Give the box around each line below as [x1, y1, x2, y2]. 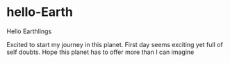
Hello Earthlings [6, 27, 52, 35]
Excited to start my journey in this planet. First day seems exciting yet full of [6, 40, 223, 48]
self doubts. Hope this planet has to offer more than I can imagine [6, 48, 195, 56]
